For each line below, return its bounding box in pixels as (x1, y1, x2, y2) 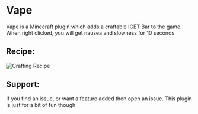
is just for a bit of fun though (6, 101, 76, 108)
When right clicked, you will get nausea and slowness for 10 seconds (6, 29, 175, 36)
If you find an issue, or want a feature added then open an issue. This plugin (6, 95, 192, 102)
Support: (6, 79, 40, 89)
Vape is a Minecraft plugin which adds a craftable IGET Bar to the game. (6, 23, 182, 30)
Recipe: (6, 47, 35, 57)
